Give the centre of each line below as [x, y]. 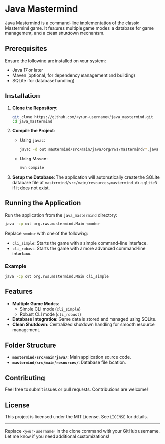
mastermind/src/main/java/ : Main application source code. [71, 357]
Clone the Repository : [35, 108]
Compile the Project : [33, 131]
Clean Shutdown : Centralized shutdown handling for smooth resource [83, 324]
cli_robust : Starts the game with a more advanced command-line [79, 248]
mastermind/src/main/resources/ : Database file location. [69, 362]
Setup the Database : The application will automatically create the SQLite [86, 177]
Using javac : [32, 140]
